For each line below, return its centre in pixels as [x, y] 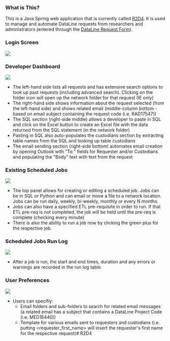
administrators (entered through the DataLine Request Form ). [69, 29]
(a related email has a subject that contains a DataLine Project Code [91, 312]
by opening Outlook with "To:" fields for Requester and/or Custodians [85, 151]
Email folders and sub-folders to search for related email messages [90, 306]
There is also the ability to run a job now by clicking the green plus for [86, 223]
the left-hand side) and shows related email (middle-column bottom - [85, 108]
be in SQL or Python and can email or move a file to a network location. [87, 196]
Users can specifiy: [33, 301]
